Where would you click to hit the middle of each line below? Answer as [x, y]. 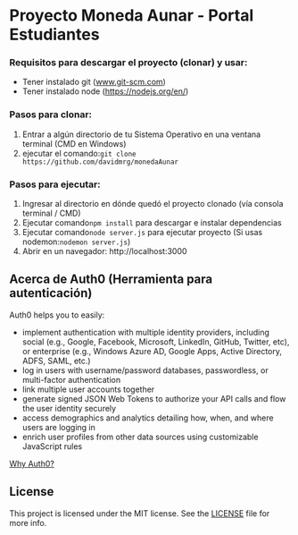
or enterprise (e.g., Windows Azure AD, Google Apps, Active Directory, [152, 351]
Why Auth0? [32, 463]
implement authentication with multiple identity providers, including [146, 332]
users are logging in [59, 427]
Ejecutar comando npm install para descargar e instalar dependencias [152, 223]
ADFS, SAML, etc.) [56, 361]
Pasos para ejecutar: [55, 184]
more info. [28, 522]
